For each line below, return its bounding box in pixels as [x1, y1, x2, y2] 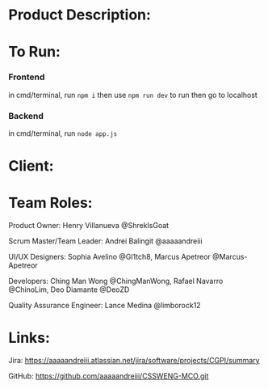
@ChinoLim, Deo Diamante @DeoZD [8, 285, 130, 294]
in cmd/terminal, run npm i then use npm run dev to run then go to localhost [8, 90, 258, 99]
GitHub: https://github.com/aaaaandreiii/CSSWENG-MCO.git [8, 371, 209, 381]
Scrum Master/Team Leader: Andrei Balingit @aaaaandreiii [8, 236, 203, 246]
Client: [8, 157, 54, 175]
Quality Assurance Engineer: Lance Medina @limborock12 [8, 301, 201, 311]
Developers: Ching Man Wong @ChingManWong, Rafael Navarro [8, 277, 224, 286]
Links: [8, 329, 51, 347]
